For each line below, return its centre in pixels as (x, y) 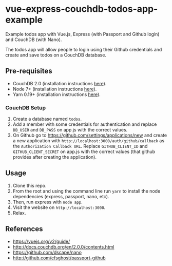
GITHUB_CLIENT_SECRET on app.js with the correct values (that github (84, 151)
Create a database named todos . (47, 119)
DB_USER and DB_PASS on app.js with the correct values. (70, 130)
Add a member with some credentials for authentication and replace (85, 124)
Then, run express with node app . (48, 202)
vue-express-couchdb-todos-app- (82, 9)
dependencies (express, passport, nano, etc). (61, 196)
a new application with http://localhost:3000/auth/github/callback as (89, 141)
